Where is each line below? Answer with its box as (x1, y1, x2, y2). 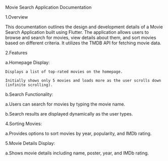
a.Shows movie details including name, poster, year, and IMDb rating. (5, 150, 149, 156)
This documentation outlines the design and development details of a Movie (5, 24, 163, 30)
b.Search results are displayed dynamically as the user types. (5, 111, 133, 117)
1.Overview (5, 14, 28, 20)
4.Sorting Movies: (5, 121, 42, 127)
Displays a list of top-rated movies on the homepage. (5, 69, 123, 74)
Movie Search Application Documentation (5, 5, 92, 10)
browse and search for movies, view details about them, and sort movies (5, 35, 156, 40)
